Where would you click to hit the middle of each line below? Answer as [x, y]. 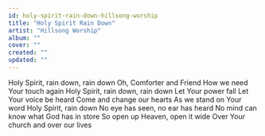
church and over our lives [50, 125]
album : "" [25, 38]
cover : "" [25, 45]
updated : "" [28, 60]
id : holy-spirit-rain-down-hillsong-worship [83, 16]
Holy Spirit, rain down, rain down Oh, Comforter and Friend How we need [128, 82]
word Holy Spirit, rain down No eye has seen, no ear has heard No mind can [132, 107]
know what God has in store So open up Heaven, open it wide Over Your [127, 116]
